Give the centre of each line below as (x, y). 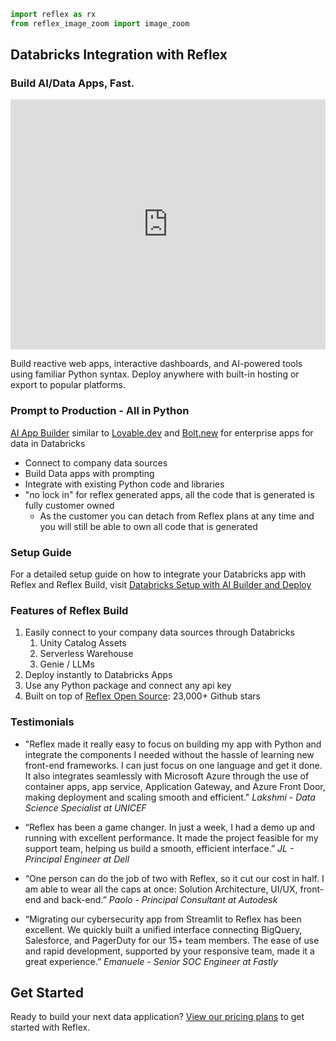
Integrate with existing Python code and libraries (124, 484)
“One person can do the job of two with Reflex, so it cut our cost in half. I (174, 878)
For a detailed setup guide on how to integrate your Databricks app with (158, 574)
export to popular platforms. (68, 385)
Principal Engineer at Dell (77, 859)
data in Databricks (48, 443)
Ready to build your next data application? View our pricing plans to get (157, 1017)
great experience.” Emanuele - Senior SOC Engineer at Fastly (151, 961)
